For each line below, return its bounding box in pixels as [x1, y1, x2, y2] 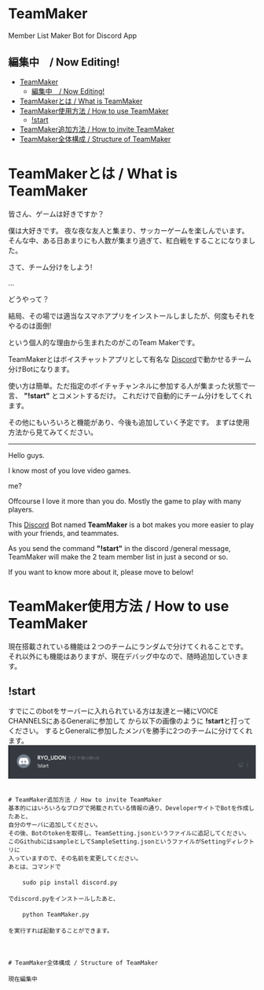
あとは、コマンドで [8, 863, 61, 871]
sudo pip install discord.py [22, 879, 118, 887]
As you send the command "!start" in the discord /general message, [8, 543, 231, 553]
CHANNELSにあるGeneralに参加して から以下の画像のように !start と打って [8, 716, 251, 726]
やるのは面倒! [8, 321, 53, 330]
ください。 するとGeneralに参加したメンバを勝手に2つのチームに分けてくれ [8, 726, 253, 735]
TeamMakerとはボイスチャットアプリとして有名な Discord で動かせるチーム [8, 354, 252, 363]
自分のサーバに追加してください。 [8, 821, 102, 829]
